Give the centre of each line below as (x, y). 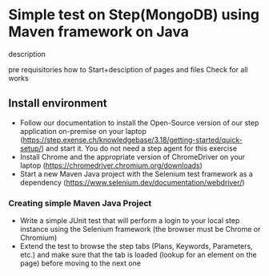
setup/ (30, 148)
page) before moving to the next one (80, 263)
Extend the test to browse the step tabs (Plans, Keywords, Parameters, (137, 246)
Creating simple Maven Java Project (80, 203)
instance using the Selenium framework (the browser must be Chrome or (140, 229)
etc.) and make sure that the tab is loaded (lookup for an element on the (139, 255)
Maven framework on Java (99, 32)
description (27, 54)
